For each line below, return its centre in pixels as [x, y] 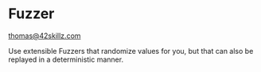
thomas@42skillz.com [45, 36]
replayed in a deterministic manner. [66, 59]
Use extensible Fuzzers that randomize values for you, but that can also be [131, 51]
